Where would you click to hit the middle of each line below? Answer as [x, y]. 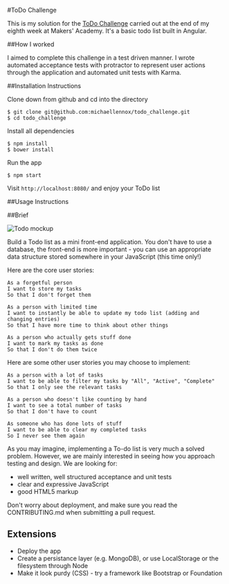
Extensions [32, 534]
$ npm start [24, 175]
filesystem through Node [53, 565]
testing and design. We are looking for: [62, 463]
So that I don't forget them [49, 295]
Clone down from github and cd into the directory [78, 99]
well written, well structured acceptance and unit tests [94, 477]
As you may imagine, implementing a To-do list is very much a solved [106, 449]
